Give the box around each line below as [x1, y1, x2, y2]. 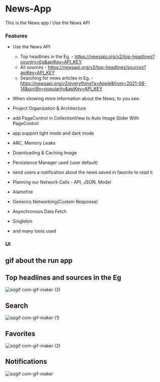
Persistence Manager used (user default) [12, 159, 98, 166]
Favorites [5, 329, 35, 338]
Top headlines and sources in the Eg [5, 273, 122, 282]
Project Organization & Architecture [12, 105, 87, 112]
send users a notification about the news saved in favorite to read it [12, 170, 153, 176]
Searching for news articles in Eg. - [20, 75, 93, 81]
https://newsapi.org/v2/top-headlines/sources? [47, 64, 146, 71]
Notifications [5, 357, 47, 366]
